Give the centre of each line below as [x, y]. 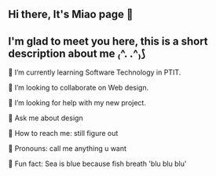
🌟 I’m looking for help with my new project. [77, 103]
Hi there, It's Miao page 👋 [71, 15]
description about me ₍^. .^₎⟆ [77, 53]
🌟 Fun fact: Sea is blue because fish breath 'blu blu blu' [97, 164]
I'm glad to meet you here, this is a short [108, 41]
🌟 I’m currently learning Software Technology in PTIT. [95, 72]
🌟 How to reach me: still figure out [63, 134]
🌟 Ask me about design [46, 118]
